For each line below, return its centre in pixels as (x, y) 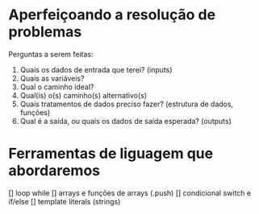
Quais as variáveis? (52, 78)
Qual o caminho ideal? (57, 87)
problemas (45, 32)
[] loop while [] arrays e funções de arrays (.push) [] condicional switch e (130, 193)
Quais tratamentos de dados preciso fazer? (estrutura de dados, (127, 104)
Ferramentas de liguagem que (111, 154)
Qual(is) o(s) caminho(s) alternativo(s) (84, 95)
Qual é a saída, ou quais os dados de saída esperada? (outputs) (126, 121)
